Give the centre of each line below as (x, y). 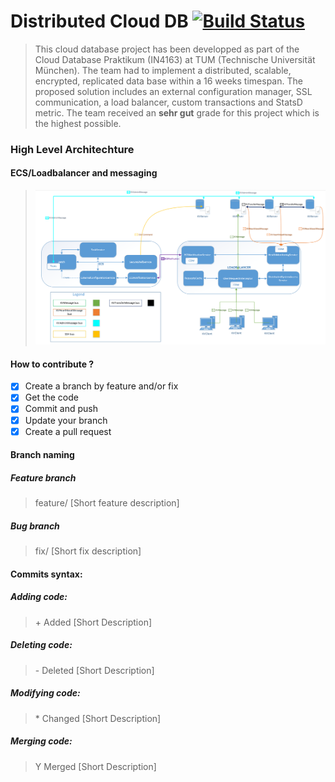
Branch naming (42, 455)
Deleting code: (41, 645)
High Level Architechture (72, 149)
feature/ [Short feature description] (107, 503)
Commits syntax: (46, 574)
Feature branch (43, 477)
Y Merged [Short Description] (95, 766)
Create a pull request (68, 431)
